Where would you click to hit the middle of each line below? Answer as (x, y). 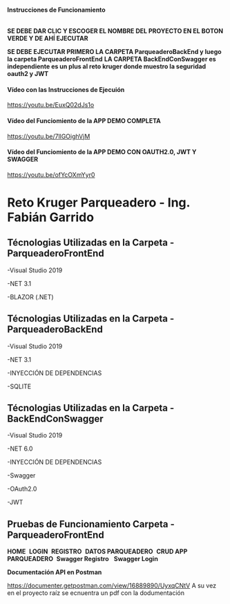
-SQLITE (19, 386)
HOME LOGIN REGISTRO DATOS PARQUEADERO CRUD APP (97, 551)
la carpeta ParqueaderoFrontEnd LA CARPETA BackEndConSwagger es (112, 59)
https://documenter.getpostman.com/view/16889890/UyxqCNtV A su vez (112, 586)
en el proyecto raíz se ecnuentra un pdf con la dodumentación (96, 593)
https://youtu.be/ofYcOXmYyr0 (51, 174)
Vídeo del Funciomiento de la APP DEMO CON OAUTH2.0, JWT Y (102, 152)
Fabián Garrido (51, 217)
